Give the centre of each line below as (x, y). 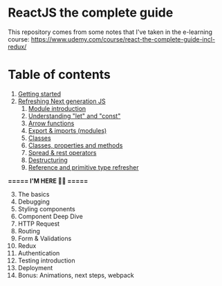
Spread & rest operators (62, 152)
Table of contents (59, 75)
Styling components (46, 208)
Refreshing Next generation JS (62, 101)
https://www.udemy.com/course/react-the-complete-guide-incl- (123, 39)
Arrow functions (51, 123)
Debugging (34, 202)
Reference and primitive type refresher (83, 167)
